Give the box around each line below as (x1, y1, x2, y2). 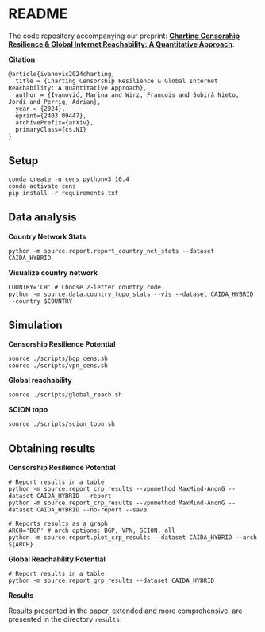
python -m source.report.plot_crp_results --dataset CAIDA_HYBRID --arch (8, 534, 258, 542)
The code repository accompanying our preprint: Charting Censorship (8, 31, 240, 40)
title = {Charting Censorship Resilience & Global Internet (15, 77, 218, 85)
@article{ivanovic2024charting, (8, 70, 115, 78)
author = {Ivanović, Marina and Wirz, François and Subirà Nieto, (15, 90, 240, 99)
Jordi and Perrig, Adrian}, (8, 98, 102, 105)
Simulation (8, 318, 63, 331)
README (8, 5, 68, 23)
